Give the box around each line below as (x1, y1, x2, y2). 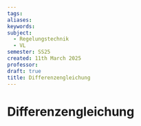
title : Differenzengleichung (7, 74, 91, 81)
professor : (7, 61, 39, 68)
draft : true (7, 67, 41, 74)
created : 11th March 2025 (7, 55, 81, 62)
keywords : (7, 23, 36, 30)
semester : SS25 (7, 49, 51, 56)
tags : (7, 10, 23, 17)
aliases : (7, 17, 32, 23)
